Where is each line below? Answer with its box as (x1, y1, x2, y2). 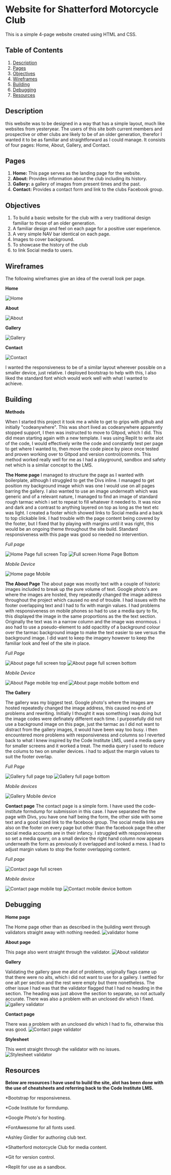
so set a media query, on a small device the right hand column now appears (5, 835, 164, 841)
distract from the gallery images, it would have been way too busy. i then (5, 726, 158, 732)
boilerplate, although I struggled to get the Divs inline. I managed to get (5, 477, 154, 483)
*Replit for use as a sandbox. (5, 1164, 67, 1170)
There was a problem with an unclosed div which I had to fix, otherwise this (5, 1021, 164, 1027)
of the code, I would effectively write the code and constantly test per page (5, 440, 163, 446)
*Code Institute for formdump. (5, 1105, 70, 1111)
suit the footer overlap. (5, 753, 53, 759)
